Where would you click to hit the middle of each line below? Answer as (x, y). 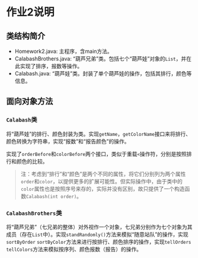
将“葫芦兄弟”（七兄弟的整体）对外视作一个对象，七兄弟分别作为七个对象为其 (99, 227)
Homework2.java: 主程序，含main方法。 (63, 51)
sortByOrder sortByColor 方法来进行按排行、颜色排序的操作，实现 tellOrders (99, 241)
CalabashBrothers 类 (34, 213)
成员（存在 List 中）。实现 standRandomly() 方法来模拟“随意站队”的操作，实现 (97, 234)
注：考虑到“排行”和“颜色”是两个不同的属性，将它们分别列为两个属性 (103, 174)
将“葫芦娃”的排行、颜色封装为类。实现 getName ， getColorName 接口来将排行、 (99, 133)
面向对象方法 (30, 101)
